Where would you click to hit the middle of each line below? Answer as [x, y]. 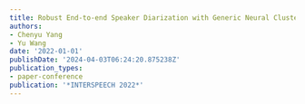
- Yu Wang [28, 43]
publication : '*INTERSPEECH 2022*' [77, 85]
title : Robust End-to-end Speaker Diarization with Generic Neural [140, 18]
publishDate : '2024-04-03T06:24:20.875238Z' [95, 60]
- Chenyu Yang [36, 34]
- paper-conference [46, 77]
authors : [26, 26]
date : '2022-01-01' [46, 52]
